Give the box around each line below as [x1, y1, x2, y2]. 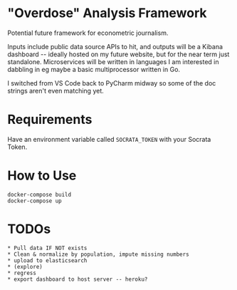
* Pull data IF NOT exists [7, 244, 88, 252]
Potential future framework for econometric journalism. [7, 29, 169, 37]
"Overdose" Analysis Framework [7, 5, 207, 21]
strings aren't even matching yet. [7, 86, 105, 95]
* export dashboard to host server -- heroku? [7, 276, 148, 283]
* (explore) [7, 263, 43, 270]
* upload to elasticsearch [7, 257, 88, 264]
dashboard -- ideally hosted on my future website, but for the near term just [7, 50, 230, 58]
